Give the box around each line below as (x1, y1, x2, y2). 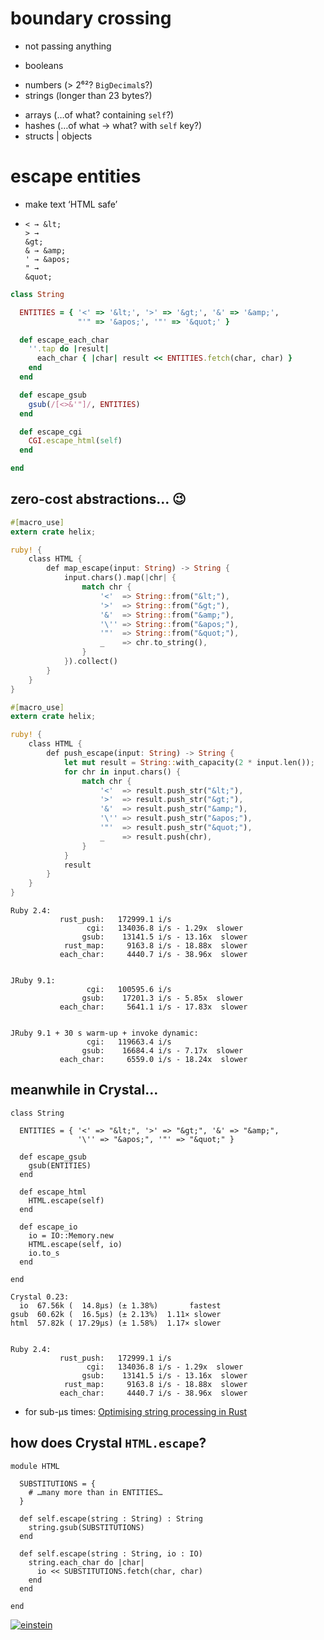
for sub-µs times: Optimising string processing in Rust (24, 1405, 248, 1417)
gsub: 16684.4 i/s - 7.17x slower (81, 1046, 244, 1056)
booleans (24, 59, 64, 71)
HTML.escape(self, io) (28, 1239, 123, 1249)
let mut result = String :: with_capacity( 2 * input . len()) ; (63, 757, 315, 767)
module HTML (10, 1461, 60, 1471)
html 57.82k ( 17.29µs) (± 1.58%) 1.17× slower (10, 1318, 222, 1328)
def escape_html (19, 1187, 87, 1197)
